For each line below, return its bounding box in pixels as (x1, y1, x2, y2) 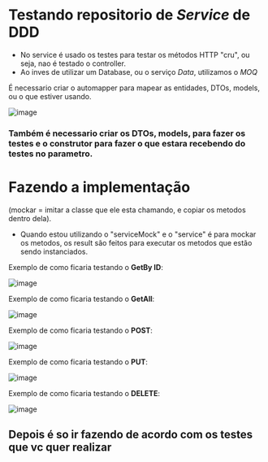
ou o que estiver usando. (8, 91, 92, 101)
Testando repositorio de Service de (8, 6, 250, 24)
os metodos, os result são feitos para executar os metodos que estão (19, 238, 253, 247)
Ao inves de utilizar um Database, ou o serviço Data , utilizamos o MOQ (19, 67, 258, 76)
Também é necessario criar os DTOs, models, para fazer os (8, 128, 246, 139)
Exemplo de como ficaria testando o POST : (8, 325, 153, 335)
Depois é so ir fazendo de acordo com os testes (8, 428, 253, 442)
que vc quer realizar (8, 441, 112, 455)
